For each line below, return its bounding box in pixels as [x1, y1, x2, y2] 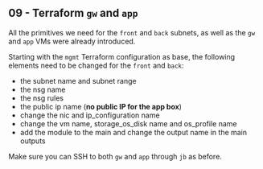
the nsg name [19, 84, 66, 94]
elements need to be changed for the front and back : [8, 60, 184, 70]
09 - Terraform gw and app [8, 6, 138, 20]
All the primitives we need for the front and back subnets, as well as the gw [8, 27, 256, 37]
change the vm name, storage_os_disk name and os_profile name [19, 118, 237, 128]
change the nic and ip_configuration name [19, 110, 160, 120]
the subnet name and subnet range [19, 76, 137, 85]
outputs [19, 136, 46, 146]
